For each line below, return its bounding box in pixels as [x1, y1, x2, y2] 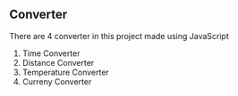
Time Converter [21, 48, 81, 59]
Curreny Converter [21, 76, 92, 87]
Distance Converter [21, 57, 95, 68]
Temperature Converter [21, 67, 109, 77]
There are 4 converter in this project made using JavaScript [9, 30, 230, 41]
